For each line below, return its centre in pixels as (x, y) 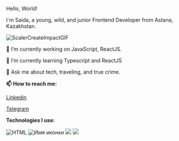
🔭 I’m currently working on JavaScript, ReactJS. (64, 49)
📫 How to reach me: (32, 84)
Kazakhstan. (21, 26)
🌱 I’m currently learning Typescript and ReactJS (64, 60)
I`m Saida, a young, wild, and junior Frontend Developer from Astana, (90, 20)
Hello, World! (22, 9)
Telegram (18, 109)
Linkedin (16, 97)
